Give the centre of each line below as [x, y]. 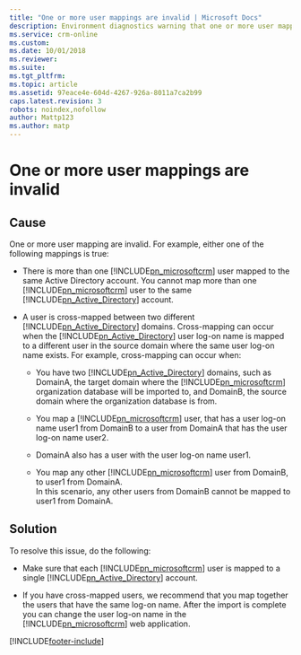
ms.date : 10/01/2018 [48, 51]
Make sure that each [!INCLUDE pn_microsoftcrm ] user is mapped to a [151, 568]
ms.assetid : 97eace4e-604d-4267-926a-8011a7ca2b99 [106, 92]
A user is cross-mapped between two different [108, 317]
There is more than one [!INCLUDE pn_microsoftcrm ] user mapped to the [156, 271]
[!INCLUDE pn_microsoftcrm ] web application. [106, 624]
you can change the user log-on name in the [104, 614]
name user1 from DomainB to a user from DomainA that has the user [162, 428]
